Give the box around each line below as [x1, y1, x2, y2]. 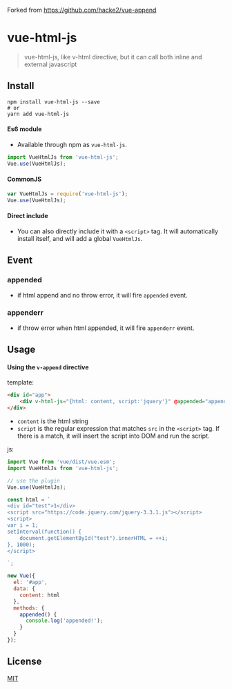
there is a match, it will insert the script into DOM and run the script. [17, 431, 210, 440]
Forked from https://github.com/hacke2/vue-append [7, 6, 157, 14]
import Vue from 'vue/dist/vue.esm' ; [7, 458, 116, 465]
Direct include [7, 212, 48, 220]
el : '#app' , [13, 579, 48, 586]
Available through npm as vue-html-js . [17, 140, 128, 148]
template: [7, 378, 35, 387]
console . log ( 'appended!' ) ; [25, 617, 104, 624]
